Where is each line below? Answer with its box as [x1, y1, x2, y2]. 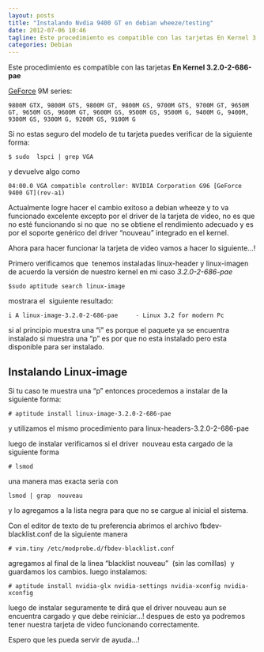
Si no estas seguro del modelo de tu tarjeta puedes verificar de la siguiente [8, 130, 253, 139]
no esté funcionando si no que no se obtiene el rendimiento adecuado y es [8, 220, 255, 229]
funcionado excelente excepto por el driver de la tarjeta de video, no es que [8, 211, 255, 221]
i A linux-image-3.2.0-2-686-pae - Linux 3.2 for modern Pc [8, 311, 224, 320]
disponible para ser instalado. [8, 342, 105, 352]
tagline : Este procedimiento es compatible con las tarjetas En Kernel [8, 33, 249, 42]
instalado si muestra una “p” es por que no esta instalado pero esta [8, 334, 228, 344]
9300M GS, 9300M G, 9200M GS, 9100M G [8, 115, 136, 123]
